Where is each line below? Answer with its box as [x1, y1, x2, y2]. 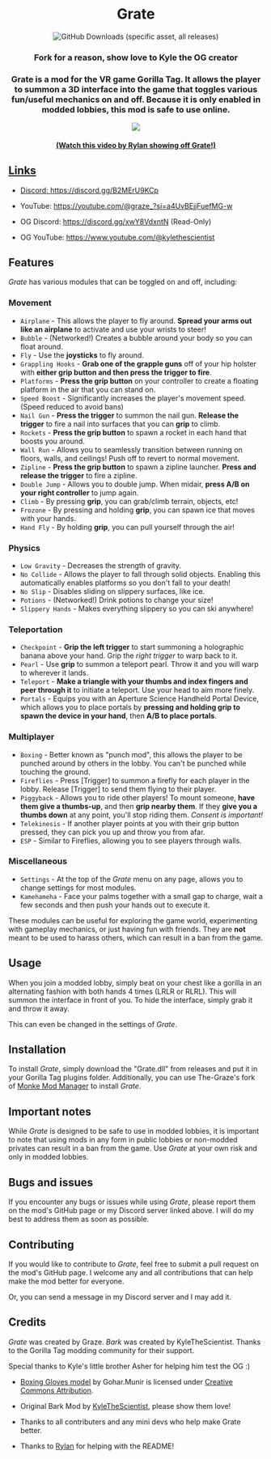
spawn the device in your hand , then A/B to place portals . [19, 711, 217, 721]
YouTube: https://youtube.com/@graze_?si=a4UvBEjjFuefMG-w [19, 201, 233, 210]
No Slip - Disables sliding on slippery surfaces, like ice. [19, 586, 205, 596]
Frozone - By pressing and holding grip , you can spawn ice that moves [19, 505, 255, 515]
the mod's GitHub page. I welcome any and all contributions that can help [8, 1267, 253, 1277]
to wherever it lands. [19, 668, 89, 678]
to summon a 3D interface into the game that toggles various [14, 83, 258, 95]
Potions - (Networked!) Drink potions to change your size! [19, 595, 214, 604]
